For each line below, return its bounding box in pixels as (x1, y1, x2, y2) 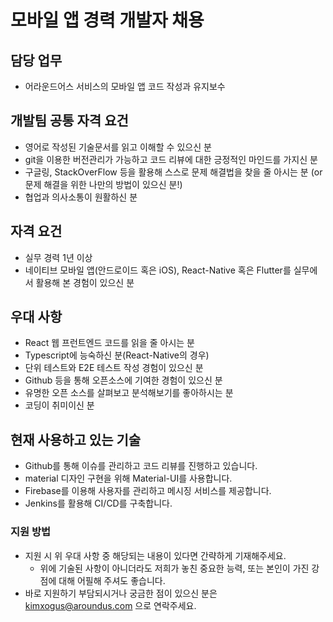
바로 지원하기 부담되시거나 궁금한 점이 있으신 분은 (24, 587, 218, 599)
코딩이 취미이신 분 (24, 399, 95, 411)
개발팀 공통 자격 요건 (10, 112, 129, 130)
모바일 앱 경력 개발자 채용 (10, 9, 205, 32)
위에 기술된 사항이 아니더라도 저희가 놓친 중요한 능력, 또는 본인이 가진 (39, 562, 310, 574)
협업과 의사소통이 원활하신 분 (24, 191, 138, 203)
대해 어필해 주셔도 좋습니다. (58, 574, 166, 586)
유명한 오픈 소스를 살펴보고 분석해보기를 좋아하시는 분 (24, 387, 234, 399)
